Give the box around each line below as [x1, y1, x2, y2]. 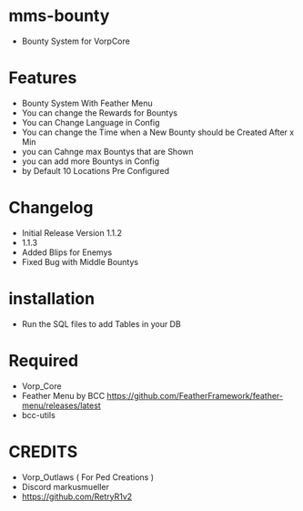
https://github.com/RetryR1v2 [21, 491, 133, 502]
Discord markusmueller [21, 481, 110, 492]
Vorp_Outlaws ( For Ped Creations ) [21, 471, 155, 483]
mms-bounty [8, 5, 110, 26]
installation [8, 289, 96, 309]
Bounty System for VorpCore [21, 36, 131, 46]
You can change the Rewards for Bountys [21, 107, 178, 118]
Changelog [8, 198, 94, 219]
